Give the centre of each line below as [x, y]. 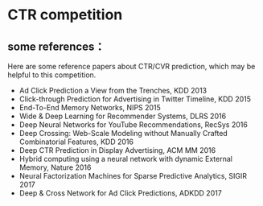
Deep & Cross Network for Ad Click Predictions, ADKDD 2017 [120, 193]
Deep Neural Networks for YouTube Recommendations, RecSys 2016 [134, 125]
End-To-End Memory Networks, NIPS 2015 [90, 107]
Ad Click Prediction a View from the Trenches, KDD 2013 [113, 91]
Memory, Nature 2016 [55, 167]
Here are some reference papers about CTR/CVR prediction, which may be [131, 66]
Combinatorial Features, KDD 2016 [76, 142]
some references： [56, 46]
